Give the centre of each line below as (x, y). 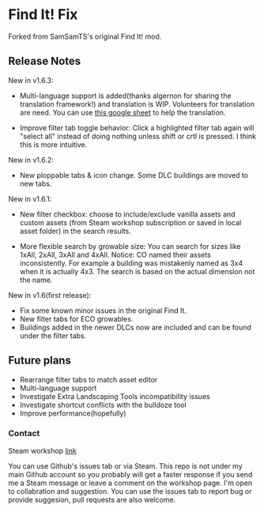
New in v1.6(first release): (50, 295)
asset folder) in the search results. (75, 231)
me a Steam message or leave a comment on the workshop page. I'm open (130, 483)
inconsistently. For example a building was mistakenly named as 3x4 (131, 263)
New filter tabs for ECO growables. (76, 318)
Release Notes (45, 61)
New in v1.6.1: (30, 198)
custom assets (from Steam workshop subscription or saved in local (130, 222)
